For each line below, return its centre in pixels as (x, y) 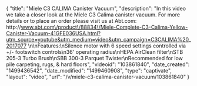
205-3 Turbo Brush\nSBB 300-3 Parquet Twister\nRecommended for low (95, 58)
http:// (14, 27)
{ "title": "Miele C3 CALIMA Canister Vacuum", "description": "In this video (96, 8)
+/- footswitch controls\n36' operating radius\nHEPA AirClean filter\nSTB (95, 52)
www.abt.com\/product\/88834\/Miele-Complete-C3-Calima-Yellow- (104, 27)
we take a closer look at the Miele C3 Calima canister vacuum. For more (93, 15)
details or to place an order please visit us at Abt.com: (71, 21)
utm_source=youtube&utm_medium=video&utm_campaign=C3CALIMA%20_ (98, 39)
